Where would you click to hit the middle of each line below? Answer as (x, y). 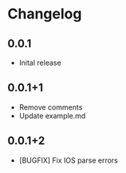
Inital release (40, 62)
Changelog (45, 14)
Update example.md (52, 115)
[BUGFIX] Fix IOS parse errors (69, 160)
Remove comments (51, 107)
